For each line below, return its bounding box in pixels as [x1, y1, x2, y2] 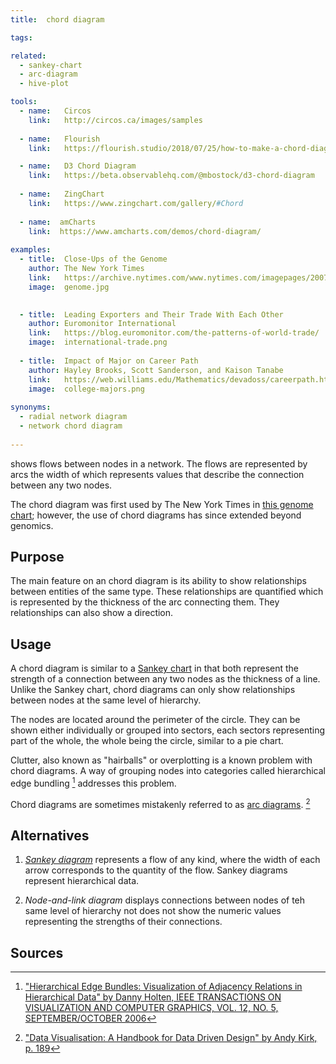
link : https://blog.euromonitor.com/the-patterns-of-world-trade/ [28, 328, 320, 338]
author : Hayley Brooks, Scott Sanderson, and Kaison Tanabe [28, 365, 284, 375]
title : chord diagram [10, 14, 105, 25]
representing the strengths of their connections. [24, 916, 223, 928]
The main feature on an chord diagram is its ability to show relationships [10, 575, 307, 587]
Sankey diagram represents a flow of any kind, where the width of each [24, 854, 321, 866]
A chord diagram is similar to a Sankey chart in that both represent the [10, 662, 300, 675]
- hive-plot [19, 79, 70, 89]
